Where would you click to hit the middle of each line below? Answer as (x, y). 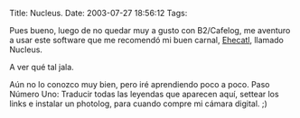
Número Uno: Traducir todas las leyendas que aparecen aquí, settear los (144, 94)
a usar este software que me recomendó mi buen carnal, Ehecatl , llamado (147, 40)
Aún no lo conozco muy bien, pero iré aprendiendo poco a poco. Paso (140, 84)
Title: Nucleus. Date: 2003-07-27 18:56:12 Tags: (98, 13)
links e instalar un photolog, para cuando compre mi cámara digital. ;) (139, 104)
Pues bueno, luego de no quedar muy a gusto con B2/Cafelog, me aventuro (150, 30)
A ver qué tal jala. (42, 67)
